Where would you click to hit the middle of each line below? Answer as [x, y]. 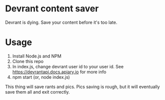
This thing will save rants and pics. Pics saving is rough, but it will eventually [82, 87]
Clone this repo [28, 61]
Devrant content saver [52, 9]
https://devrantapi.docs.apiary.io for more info [59, 72]
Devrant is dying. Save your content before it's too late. [61, 22]
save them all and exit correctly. [38, 92]
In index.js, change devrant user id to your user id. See [68, 66]
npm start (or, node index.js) [41, 77]
